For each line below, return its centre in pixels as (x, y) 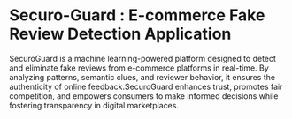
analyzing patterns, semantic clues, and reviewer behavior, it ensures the (142, 77)
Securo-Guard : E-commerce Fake (137, 15)
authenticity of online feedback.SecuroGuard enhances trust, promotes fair (146, 86)
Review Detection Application (120, 34)
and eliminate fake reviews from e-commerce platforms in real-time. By (139, 68)
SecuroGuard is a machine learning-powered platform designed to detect (143, 58)
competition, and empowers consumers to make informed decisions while (144, 96)
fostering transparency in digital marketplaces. (94, 105)
